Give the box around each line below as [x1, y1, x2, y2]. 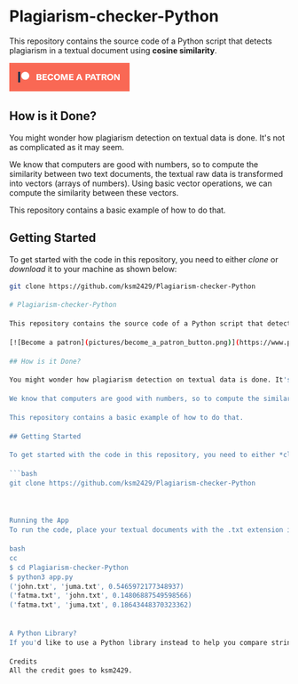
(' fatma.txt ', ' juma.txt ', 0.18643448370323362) [9, 600, 192, 610]
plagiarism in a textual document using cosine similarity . [9, 44, 217, 55]
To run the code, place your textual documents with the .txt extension [9, 526, 284, 535]
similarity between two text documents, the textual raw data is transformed [9, 168, 284, 179]
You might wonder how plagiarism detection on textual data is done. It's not [9, 132, 286, 143]
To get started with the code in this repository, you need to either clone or [9, 253, 279, 264]
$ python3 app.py [9, 572, 74, 582]
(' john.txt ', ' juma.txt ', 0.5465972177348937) [9, 582, 184, 591]
